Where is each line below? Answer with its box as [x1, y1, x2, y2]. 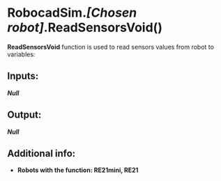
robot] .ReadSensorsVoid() [7, 19, 162, 36]
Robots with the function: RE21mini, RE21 [17, 166, 139, 175]
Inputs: [7, 70, 39, 82]
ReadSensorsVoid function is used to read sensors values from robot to [7, 42, 215, 51]
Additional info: [7, 148, 76, 159]
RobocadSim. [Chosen [7, 5, 137, 21]
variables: [7, 50, 36, 58]
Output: [7, 109, 42, 121]
